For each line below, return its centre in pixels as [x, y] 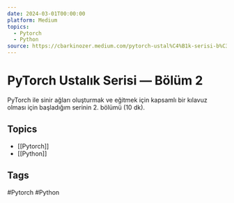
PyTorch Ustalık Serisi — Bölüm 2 [105, 81]
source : [18, 46]
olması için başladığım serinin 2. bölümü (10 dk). [76, 107]
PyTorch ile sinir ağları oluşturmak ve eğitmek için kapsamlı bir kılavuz [107, 100]
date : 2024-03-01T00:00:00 [46, 14]
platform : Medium [32, 20]
